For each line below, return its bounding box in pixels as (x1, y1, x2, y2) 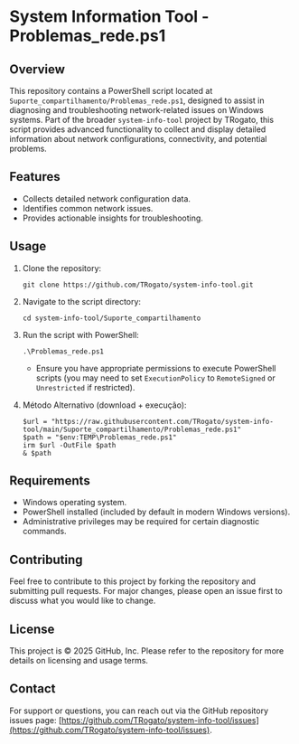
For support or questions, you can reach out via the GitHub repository (9, 705, 269, 716)
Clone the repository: (22, 262, 102, 273)
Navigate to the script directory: (22, 296, 142, 306)
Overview (9, 61, 66, 77)
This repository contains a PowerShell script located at (9, 86, 213, 96)
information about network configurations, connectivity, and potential (9, 134, 267, 144)
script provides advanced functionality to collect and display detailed (9, 124, 266, 135)
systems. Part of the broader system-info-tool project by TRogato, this (9, 115, 274, 125)
